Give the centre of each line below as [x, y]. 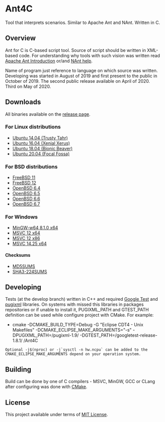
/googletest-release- [136, 335]
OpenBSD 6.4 [26, 188]
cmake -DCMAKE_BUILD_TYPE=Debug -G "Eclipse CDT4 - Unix [78, 325]
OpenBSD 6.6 [26, 199]
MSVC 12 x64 [26, 233]
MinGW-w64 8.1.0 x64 [35, 228]
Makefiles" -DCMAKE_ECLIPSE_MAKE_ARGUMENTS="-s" [72, 330]
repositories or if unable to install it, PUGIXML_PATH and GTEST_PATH [77, 310]
